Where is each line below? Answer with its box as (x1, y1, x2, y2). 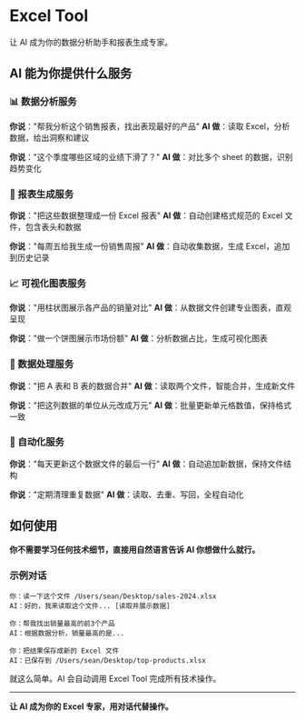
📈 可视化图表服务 (9, 276, 86, 289)
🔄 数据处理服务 (9, 358, 74, 371)
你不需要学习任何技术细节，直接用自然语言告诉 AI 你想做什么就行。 (9, 544, 261, 555)
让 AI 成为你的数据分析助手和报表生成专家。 (9, 36, 173, 47)
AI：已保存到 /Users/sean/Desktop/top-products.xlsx (9, 655, 206, 665)
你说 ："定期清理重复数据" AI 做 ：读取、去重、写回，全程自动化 (9, 488, 244, 500)
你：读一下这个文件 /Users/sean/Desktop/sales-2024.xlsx (9, 592, 217, 601)
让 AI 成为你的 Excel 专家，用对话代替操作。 (9, 701, 174, 712)
